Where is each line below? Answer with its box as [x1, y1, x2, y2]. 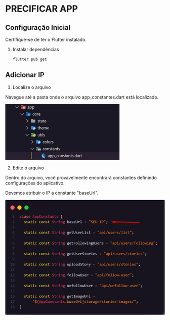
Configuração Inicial [5, 23, 71, 32]
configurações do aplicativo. [5, 180, 65, 186]
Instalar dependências [12, 47, 59, 52]
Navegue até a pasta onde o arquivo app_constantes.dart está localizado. [5, 94, 159, 100]
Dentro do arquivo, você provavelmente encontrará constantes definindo [5, 174, 157, 180]
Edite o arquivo [12, 165, 45, 171]
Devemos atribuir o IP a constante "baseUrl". [5, 190, 99, 196]
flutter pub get [12, 57, 47, 62]
